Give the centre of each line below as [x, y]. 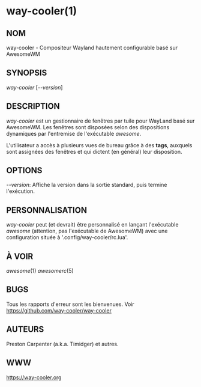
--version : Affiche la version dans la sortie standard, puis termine [87, 185]
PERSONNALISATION [46, 210]
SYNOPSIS [27, 73]
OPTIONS [24, 170]
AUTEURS [25, 330]
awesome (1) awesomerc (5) [40, 271]
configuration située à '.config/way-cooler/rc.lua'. [67, 237]
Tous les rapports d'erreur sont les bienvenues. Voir [70, 304]
